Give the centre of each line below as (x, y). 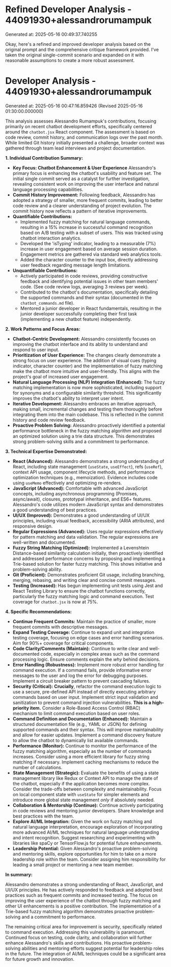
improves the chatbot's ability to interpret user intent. (68, 398)
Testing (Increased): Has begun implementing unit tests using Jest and (88, 585)
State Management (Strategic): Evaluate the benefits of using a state (85, 773)
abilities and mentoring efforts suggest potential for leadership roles (93, 948)
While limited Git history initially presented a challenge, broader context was (85, 142)
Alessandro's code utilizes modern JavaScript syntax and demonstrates (88, 504)
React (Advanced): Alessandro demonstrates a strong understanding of (88, 461)
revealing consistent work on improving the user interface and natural (85, 184)
